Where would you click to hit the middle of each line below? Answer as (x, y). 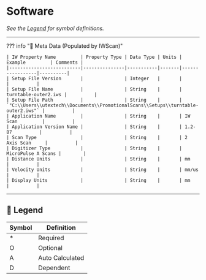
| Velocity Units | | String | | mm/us (103, 170)
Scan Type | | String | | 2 (100, 137)
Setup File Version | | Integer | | (97, 78)
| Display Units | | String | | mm (98, 180)
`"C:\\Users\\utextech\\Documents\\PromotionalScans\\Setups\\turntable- (103, 105)
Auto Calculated (61, 257)
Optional (50, 248)
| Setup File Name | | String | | (94, 89)
